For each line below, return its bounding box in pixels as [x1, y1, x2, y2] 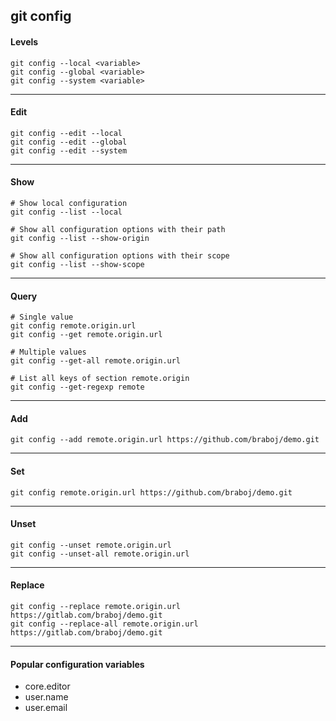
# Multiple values [10, 347, 87, 358]
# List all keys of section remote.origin [10, 374, 190, 384]
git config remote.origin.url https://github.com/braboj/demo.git [10, 487, 293, 498]
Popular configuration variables [10, 658, 145, 670]
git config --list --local [10, 207, 123, 217]
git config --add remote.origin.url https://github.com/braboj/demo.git [10, 435, 320, 445]
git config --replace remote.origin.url [10, 602, 182, 612]
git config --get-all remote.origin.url [10, 356, 182, 366]
